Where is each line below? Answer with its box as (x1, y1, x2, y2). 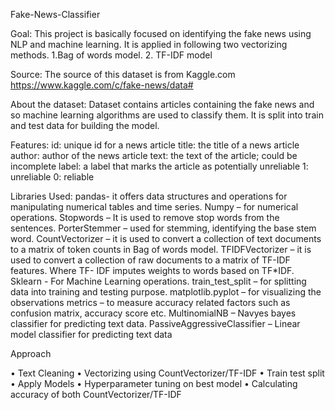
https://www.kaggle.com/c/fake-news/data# (10, 79, 194, 91)
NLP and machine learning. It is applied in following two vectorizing (10, 39, 288, 50)
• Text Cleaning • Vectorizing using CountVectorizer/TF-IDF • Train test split (10, 367, 325, 379)
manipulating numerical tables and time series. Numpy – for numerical (10, 201, 299, 213)
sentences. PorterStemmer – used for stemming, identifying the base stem (10, 222, 317, 234)
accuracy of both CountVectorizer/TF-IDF (10, 389, 182, 400)
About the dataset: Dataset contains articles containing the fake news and (10, 99, 315, 110)
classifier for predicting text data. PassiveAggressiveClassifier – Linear (10, 318, 301, 329)
